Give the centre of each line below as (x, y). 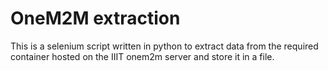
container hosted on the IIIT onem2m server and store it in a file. (142, 56)
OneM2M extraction (95, 18)
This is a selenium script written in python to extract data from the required (164, 46)
